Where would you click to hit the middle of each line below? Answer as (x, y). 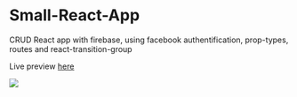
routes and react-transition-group (71, 48)
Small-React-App (75, 15)
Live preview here (42, 66)
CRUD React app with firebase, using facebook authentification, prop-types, (149, 40)
